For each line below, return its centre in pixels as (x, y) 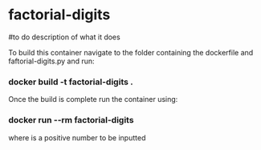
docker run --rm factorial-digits (71, 120)
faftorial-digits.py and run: (51, 61)
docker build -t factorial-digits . (71, 82)
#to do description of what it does (64, 37)
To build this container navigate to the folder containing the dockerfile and (131, 52)
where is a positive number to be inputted (77, 137)
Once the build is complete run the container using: (93, 99)
